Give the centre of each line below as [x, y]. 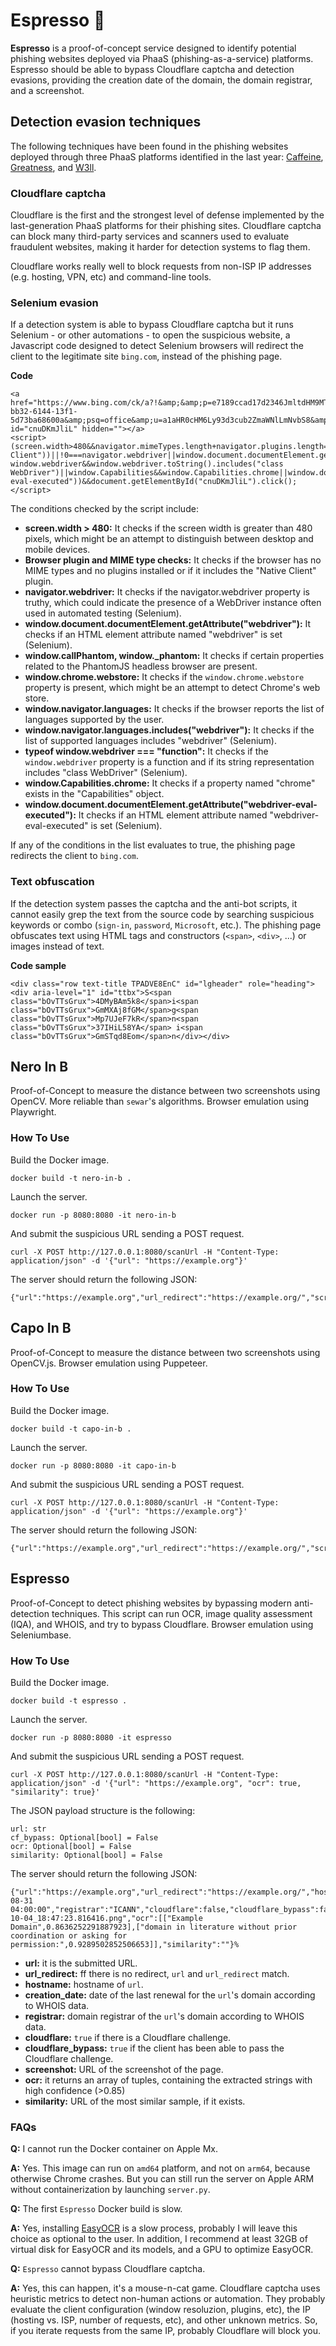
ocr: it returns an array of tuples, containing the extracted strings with [168, 2080]
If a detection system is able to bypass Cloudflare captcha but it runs [152, 325]
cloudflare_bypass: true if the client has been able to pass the [154, 2048]
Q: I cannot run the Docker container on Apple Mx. [114, 2149]
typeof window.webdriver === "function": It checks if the [146, 751]
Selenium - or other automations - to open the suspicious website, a [150, 335]
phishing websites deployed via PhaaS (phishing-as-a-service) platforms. [162, 58]
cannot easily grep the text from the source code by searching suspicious [162, 914]
